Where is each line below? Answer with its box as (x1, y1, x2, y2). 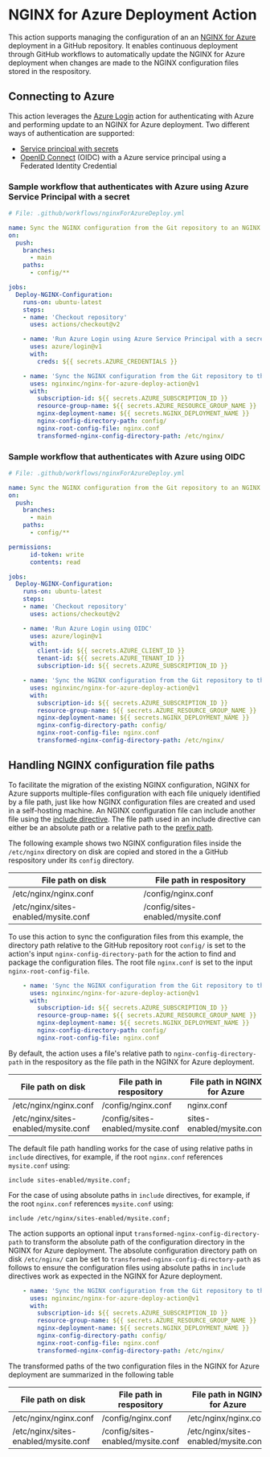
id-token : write (29, 550, 84, 558)
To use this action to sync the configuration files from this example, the (8, 932, 243, 941)
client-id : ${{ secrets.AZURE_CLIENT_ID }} (37, 647, 185, 655)
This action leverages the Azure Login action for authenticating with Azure (8, 111, 255, 121)
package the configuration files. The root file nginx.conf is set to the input (8, 957, 253, 967)
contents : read (29, 558, 81, 566)
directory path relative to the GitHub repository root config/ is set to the (8, 940, 247, 950)
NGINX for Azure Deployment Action (8, 6, 257, 24)
